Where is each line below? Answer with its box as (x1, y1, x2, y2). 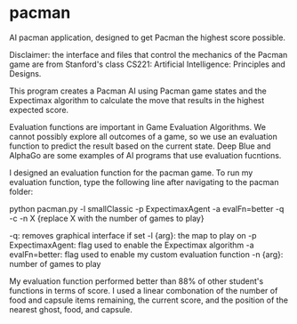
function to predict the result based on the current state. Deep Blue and (9, 141, 271, 151)
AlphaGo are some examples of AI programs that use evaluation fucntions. (9, 150, 282, 160)
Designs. (9, 68, 42, 78)
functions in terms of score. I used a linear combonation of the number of (9, 285, 278, 296)
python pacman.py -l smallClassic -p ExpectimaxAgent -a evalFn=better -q (9, 203, 285, 214)
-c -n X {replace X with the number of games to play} (9, 213, 205, 223)
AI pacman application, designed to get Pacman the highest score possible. (9, 32, 286, 43)
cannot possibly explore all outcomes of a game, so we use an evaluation (9, 131, 277, 142)
